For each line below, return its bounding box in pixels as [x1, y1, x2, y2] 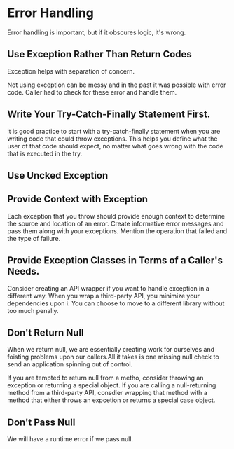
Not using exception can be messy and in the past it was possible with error [7, 81, 226, 89]
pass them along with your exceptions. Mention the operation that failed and [7, 226, 228, 235]
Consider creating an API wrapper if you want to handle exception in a [7, 284, 210, 292]
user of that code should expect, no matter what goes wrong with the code [7, 141, 223, 150]
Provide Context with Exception [7, 193, 149, 205]
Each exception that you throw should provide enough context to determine [7, 212, 226, 220]
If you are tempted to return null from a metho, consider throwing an [7, 373, 204, 382]
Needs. [7, 265, 40, 277]
